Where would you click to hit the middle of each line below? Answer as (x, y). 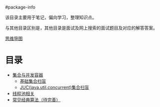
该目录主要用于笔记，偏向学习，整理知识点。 (51, 17)
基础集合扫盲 (33, 81)
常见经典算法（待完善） (36, 100)
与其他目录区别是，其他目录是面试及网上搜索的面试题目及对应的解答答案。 (81, 28)
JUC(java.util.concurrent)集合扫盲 (54, 87)
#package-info (20, 7)
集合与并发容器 (28, 75)
